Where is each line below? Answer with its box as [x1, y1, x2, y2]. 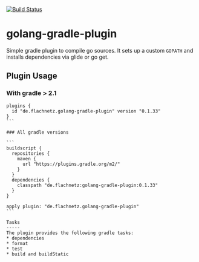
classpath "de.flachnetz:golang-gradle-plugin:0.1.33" [17, 182, 158, 188]
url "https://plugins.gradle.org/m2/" [22, 161, 120, 167]
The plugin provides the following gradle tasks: [6, 230, 134, 236]
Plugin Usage [6, 71, 57, 81]
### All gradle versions [6, 129, 69, 136]
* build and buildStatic [6, 251, 69, 257]
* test [6, 246, 23, 252]
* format [6, 240, 28, 246]
